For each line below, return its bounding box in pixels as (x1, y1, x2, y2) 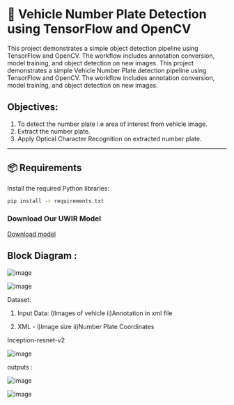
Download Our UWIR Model (7, 214, 102, 223)
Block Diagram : (7, 250, 77, 262)
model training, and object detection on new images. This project (7, 58, 194, 67)
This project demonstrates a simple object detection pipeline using (7, 44, 198, 52)
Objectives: (7, 101, 58, 113)
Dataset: (7, 295, 31, 303)
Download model (7, 230, 56, 238)
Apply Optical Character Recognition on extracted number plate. (17, 134, 202, 143)
